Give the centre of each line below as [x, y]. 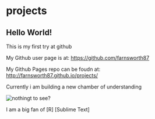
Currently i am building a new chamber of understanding [74, 87]
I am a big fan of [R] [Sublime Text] [48, 109]
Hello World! [29, 33]
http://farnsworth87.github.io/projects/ [52, 75]
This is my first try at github [39, 46]
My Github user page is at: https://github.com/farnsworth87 [78, 58]
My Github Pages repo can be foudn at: [53, 69]
